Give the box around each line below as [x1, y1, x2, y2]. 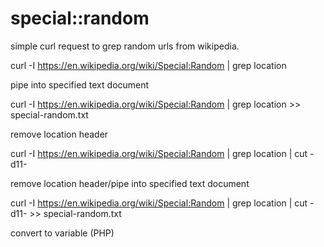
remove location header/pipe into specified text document [10, 177, 250, 189]
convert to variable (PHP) [10, 227, 115, 239]
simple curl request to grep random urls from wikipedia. [10, 40, 240, 52]
